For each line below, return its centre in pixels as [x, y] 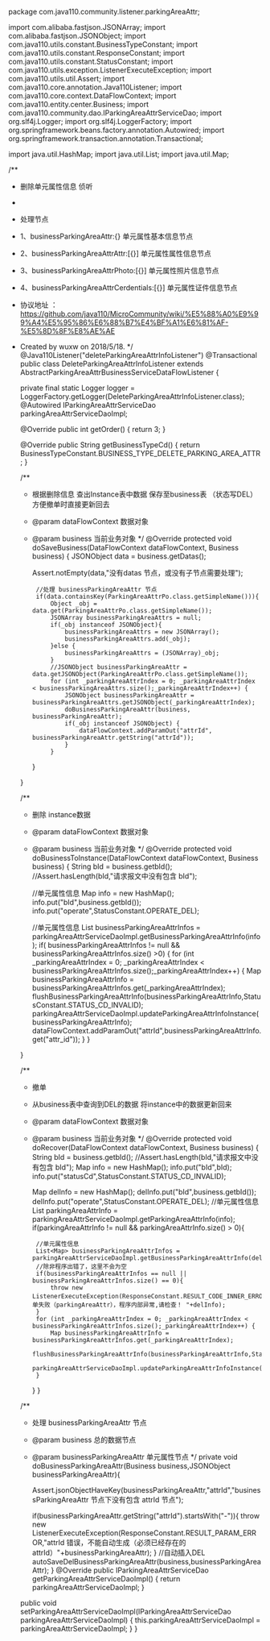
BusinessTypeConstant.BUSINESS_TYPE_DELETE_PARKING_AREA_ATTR [140, 453]
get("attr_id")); [56, 1039]
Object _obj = [74, 604]
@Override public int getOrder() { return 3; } [93, 429]
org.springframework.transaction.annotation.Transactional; [106, 139]
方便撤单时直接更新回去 [71, 504]
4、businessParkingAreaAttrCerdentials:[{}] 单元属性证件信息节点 [129, 288]
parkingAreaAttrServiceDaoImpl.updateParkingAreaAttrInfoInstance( [145, 1014]
